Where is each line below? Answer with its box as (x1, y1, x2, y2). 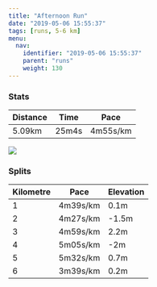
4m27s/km (58, 213, 101, 224)
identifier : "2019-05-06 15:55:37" (23, 49, 143, 57)
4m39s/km (58, 200, 101, 211)
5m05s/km (58, 239, 101, 251)
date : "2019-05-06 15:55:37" (8, 19, 106, 27)
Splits (8, 165, 31, 177)
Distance (12, 112, 48, 123)
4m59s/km (58, 227, 101, 238)
